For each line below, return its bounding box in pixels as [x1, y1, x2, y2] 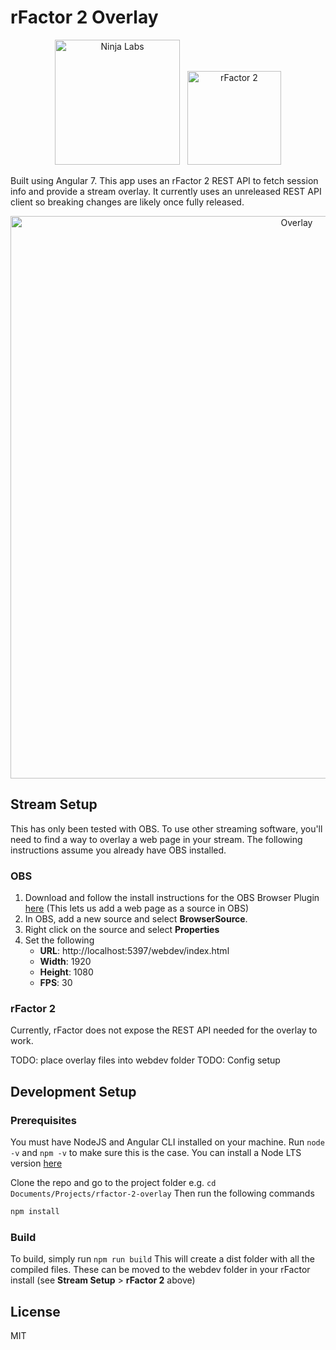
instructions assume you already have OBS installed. [10, 844, 227, 856]
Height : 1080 [39, 966, 94, 978]
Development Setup [10, 1083, 137, 1100]
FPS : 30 [39, 977, 73, 989]
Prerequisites [10, 1113, 77, 1127]
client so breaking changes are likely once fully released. [10, 196, 245, 208]
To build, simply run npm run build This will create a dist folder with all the [10, 1253, 315, 1265]
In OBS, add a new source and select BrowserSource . [24, 913, 248, 925]
